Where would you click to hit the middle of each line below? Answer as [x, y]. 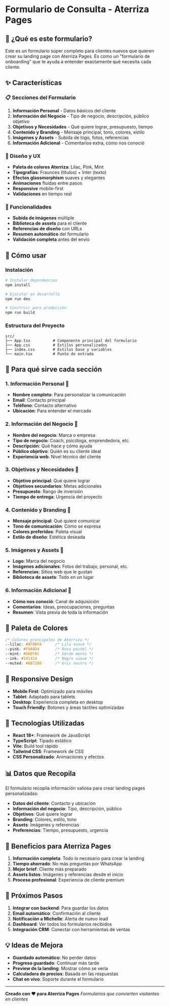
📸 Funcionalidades [28, 207]
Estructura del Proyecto [35, 326]
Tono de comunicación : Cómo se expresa [57, 526]
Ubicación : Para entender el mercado [52, 411]
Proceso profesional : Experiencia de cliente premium [68, 880]
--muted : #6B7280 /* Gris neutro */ [50, 663]
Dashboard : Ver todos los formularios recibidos [62, 924]
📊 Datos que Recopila [40, 773]
